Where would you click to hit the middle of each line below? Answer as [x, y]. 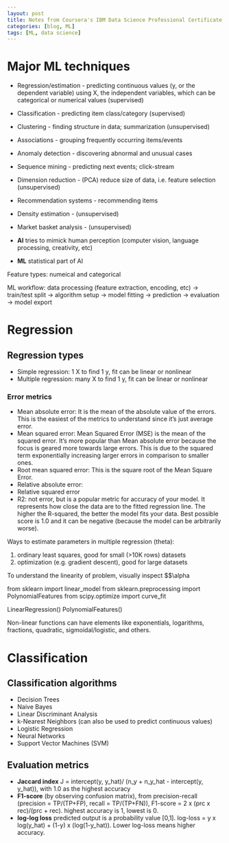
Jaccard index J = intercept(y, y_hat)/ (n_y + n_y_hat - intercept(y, [110, 782]
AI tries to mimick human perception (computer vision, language [108, 240]
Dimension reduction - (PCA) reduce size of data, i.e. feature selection [116, 180]
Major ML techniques [69, 67]
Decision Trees [38, 700]
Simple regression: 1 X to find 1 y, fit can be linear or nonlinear [104, 372]
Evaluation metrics [48, 765]
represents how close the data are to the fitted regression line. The [111, 507]
